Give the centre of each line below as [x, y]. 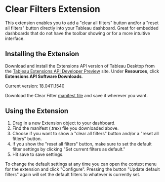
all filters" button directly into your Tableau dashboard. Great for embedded [82, 28]
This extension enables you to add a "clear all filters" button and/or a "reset [82, 23]
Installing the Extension [42, 54]
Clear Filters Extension [53, 9]
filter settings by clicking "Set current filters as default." [69, 149]
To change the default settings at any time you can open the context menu [81, 164]
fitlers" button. [27, 139]
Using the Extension [37, 111]
